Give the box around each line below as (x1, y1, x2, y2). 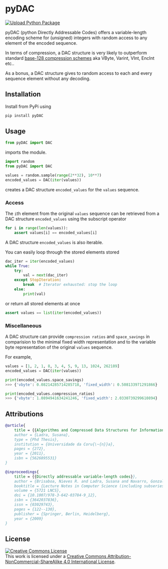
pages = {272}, (14, 446, 46, 451)
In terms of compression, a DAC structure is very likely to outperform (5, 50, 147, 56)
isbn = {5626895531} (14, 456, 57, 461)
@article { (5, 423, 26, 428)
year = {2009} (14, 516, 43, 521)
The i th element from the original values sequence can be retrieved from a (5, 210, 159, 216)
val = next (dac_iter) (23, 273, 68, 278)
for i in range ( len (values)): (5, 225, 68, 231)
